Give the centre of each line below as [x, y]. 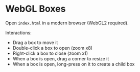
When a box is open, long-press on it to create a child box [74, 64]
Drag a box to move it [35, 42]
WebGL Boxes [36, 9]
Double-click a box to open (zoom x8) [53, 48]
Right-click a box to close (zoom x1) [50, 53]
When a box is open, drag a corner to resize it [61, 58]
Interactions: [18, 32]
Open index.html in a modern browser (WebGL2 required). [67, 23]
